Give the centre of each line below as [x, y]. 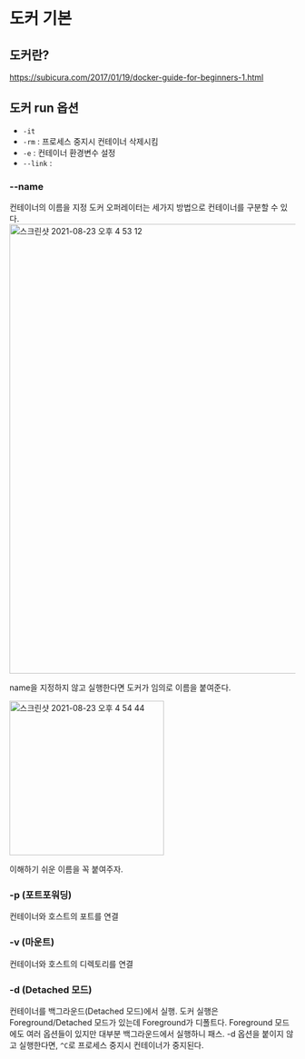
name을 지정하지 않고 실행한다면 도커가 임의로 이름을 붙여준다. [120, 688]
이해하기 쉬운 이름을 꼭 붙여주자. [67, 869]
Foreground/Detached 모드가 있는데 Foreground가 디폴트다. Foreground [141, 1022]
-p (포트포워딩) [41, 896]
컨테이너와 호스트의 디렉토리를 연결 [71, 964]
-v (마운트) [32, 943]
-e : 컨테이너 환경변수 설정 [69, 153]
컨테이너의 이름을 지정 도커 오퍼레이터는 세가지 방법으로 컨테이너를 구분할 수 [144, 208]
